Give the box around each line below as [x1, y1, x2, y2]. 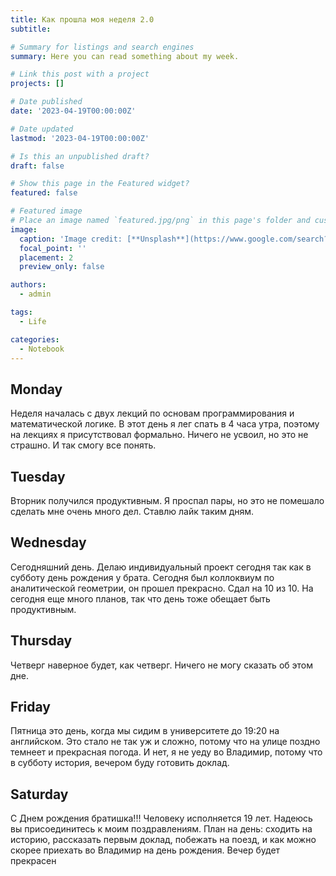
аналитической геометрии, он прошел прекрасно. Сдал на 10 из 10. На [10, 582, 314, 594]
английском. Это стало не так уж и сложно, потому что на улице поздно [10, 736, 321, 748]
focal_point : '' [19, 243, 87, 253]
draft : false [10, 161, 65, 171]
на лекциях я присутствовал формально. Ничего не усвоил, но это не [10, 429, 309, 441]
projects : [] [10, 79, 65, 89]
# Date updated [10, 124, 74, 134]
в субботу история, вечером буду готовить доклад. [10, 757, 230, 769]
